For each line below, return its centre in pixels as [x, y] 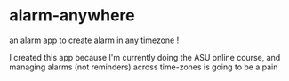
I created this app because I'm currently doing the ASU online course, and [145, 57]
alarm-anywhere [72, 16]
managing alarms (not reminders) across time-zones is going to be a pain [144, 67]
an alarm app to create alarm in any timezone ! [94, 40]
